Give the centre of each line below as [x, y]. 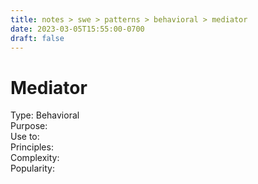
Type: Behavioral [45, 115]
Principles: [32, 147]
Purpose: [29, 126]
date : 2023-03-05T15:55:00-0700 [77, 29]
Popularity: [32, 168]
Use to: [25, 137]
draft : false [37, 38]
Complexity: [35, 158]
